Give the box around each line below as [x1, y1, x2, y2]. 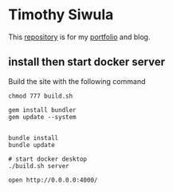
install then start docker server [8, 55, 166, 69]
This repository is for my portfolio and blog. [8, 32, 151, 42]
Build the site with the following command [8, 76, 146, 86]
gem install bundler [8, 106, 77, 114]
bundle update [8, 141, 56, 149]
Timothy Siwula [8, 6, 114, 24]
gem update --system [8, 113, 77, 121]
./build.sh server [8, 162, 69, 170]
